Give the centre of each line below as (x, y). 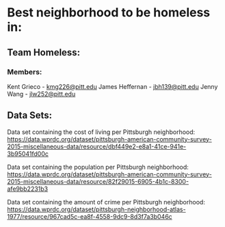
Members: (25, 72)
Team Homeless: (44, 52)
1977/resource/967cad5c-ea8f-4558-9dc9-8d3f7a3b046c (90, 216)
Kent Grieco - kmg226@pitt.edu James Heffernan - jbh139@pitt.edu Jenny (112, 86)
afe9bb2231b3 (28, 189)
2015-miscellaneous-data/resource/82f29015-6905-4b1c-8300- (98, 181)
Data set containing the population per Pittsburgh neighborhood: (98, 167)
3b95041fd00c (28, 153)
